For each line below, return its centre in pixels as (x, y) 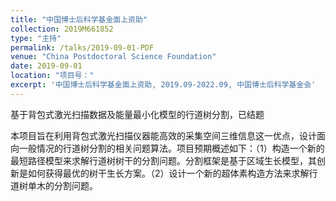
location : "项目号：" (52, 76)
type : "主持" (36, 38)
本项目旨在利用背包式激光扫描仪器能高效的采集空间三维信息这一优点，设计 (163, 135)
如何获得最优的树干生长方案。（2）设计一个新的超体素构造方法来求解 (168, 173)
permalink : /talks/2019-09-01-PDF (82, 47)
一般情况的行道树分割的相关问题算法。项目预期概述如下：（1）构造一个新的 (171, 148)
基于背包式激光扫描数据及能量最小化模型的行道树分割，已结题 (137, 114)
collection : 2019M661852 (62, 29)
